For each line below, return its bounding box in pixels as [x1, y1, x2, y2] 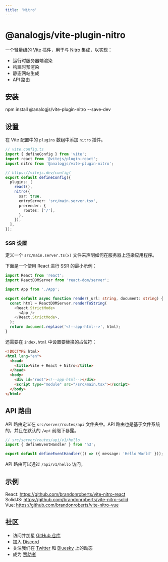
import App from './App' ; [5, 287, 60, 292]
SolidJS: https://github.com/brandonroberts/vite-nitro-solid [5, 496, 129, 502]
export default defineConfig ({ [5, 175, 71, 180]
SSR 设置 [5, 239, 27, 246]
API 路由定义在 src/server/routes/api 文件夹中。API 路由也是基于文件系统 [5, 421, 160, 427]
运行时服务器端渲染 [12, 57, 53, 63]
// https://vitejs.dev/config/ [5, 170, 71, 175]
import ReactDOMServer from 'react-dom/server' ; [5, 278, 109, 283]
